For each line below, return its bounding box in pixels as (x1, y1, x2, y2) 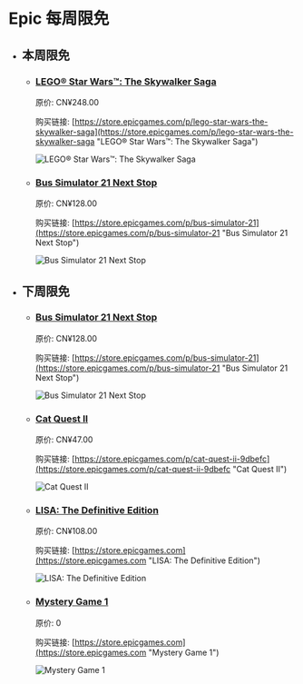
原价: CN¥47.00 (34, 434, 93, 445)
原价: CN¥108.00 (34, 526, 98, 537)
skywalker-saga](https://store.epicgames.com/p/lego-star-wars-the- (34, 126, 294, 137)
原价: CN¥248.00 (34, 96, 100, 107)
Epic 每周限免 (8, 8, 110, 29)
